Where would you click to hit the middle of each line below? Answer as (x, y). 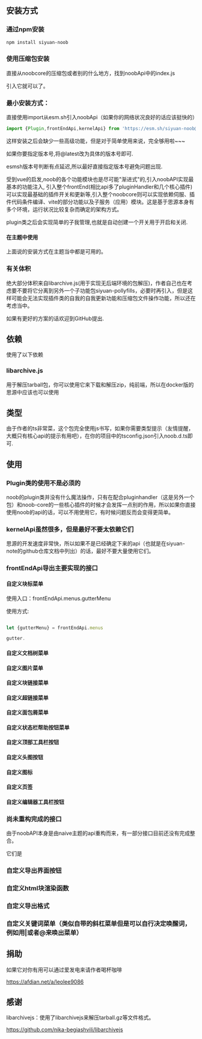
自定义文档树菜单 (27, 653)
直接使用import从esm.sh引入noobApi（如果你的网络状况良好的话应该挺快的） (102, 117)
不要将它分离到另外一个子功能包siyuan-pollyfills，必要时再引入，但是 (102, 290)
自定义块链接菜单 (27, 683)
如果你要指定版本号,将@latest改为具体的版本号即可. (70, 154)
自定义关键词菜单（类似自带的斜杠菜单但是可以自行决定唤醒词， (99, 923)
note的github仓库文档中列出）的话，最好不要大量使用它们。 (80, 551)
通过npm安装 (25, 29)
